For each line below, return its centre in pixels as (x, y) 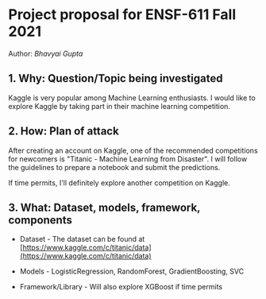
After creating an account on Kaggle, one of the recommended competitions (133, 150)
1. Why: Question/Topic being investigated (116, 78)
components (40, 220)
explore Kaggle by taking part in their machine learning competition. (119, 106)
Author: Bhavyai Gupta (46, 53)
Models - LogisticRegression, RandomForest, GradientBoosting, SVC (132, 271)
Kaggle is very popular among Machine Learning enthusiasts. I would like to (132, 98)
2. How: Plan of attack (64, 132)
